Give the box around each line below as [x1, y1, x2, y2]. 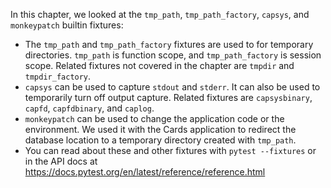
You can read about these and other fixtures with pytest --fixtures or [24, 145, 317, 156]
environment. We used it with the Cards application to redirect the [24, 124, 297, 135]
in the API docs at [24, 155, 98, 167]
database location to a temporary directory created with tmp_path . [24, 134, 297, 146]
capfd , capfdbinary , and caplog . [24, 102, 155, 114]
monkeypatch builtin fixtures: [10, 19, 124, 31]
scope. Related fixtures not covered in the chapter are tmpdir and [24, 60, 295, 71]
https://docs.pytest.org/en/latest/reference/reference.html [24, 166, 266, 178]
